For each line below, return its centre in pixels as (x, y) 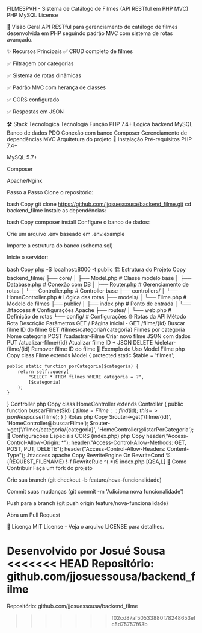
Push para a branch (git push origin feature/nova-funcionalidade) (87, 503)
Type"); (16, 455)
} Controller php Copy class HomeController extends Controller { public (95, 404)
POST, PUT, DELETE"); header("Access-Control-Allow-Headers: (86, 449)
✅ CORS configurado (33, 100)
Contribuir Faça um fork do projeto (50, 468)
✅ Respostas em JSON (35, 112)
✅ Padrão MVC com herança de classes (57, 87)
